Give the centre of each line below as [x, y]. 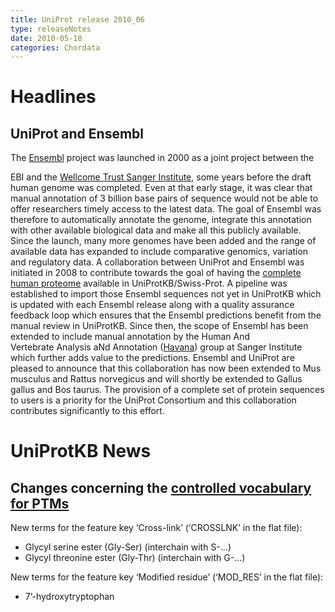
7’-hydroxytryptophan [69, 597]
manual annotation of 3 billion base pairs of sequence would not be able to [164, 198]
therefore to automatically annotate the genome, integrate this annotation [161, 220]
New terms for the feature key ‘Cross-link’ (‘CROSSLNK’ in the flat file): [156, 528]
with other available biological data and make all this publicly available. [156, 230]
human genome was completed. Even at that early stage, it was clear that [161, 188]
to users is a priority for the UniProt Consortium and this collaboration [153, 400]
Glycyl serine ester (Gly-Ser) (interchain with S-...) [128, 547]
